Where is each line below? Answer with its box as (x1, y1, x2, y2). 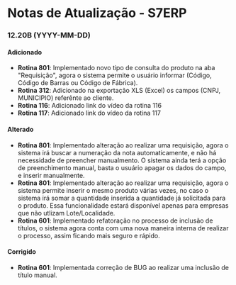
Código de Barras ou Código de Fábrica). (17, 79, 138, 87)
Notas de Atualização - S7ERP (7, 5, 187, 21)
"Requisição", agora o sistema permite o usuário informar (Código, (17, 71, 212, 79)
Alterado (7, 125, 34, 133)
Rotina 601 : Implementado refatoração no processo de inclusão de (17, 216, 213, 225)
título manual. (17, 271, 58, 279)
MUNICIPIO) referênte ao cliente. (17, 94, 114, 102)
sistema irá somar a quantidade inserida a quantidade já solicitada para (17, 194, 226, 202)
